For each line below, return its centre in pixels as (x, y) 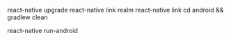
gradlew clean (27, 17)
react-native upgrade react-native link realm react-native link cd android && (115, 10)
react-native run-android (43, 31)
